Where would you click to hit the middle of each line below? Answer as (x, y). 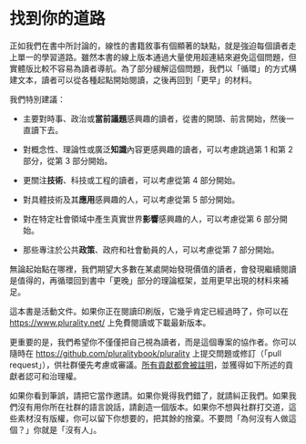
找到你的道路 (58, 19)
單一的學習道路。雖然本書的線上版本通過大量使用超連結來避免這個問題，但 (157, 57)
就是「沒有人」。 (71, 429)
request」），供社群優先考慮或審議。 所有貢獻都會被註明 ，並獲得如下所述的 (148, 365)
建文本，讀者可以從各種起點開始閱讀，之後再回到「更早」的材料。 (133, 79)
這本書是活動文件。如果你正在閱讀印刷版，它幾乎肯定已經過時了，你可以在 (149, 311)
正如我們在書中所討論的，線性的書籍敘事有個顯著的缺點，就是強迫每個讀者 (149, 46)
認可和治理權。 (53, 376)
